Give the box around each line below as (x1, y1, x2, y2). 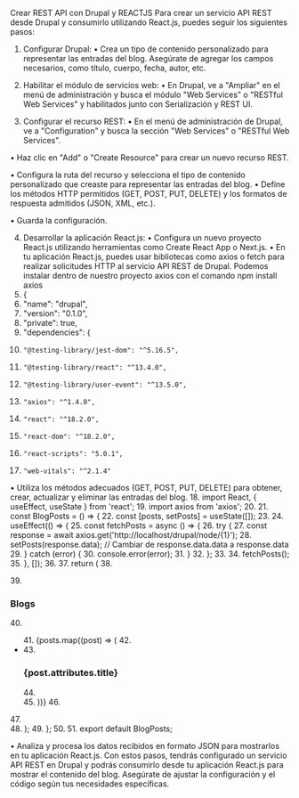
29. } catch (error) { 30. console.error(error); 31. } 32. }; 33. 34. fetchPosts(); (10, 549, 290, 559)
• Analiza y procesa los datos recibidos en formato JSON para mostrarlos (10, 740, 279, 751)
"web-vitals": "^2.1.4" (22, 467, 112, 476)
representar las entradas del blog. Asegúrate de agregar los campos (22, 53, 274, 63)
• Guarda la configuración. (10, 216, 108, 225)
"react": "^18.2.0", (22, 415, 100, 424)
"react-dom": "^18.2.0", (22, 432, 116, 441)
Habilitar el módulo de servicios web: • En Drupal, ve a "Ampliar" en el (22, 80, 280, 90)
